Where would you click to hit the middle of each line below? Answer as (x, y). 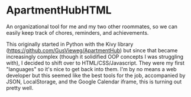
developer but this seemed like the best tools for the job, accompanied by (96, 75)
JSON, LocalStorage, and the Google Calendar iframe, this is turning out (94, 81)
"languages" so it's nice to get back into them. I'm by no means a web (91, 69)
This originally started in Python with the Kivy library (70, 44)
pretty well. (20, 88)
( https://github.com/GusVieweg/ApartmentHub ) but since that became (92, 50)
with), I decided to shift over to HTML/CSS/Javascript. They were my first (95, 63)
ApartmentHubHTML (59, 10)
